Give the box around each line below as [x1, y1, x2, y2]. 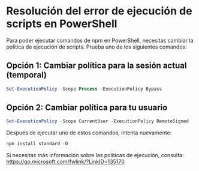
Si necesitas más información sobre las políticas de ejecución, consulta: [6, 152, 184, 159]
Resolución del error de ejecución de [6, 4, 193, 18]
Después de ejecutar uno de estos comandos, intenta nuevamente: [6, 129, 172, 136]
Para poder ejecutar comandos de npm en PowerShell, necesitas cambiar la [6, 37, 194, 44]
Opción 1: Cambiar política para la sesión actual [6, 61, 187, 71]
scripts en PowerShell [6, 17, 117, 31]
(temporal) [6, 70, 47, 80]
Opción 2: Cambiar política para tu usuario [6, 103, 168, 113]
